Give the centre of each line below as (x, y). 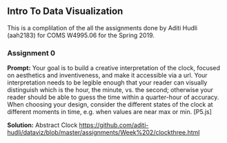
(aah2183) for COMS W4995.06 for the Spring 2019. (81, 35)
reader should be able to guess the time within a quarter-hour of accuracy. (113, 97)
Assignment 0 (31, 53)
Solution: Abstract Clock (42, 125)
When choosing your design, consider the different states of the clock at (110, 104)
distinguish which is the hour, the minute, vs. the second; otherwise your (110, 90)
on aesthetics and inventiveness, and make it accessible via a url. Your (108, 76)
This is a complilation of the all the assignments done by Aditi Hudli (102, 27)
